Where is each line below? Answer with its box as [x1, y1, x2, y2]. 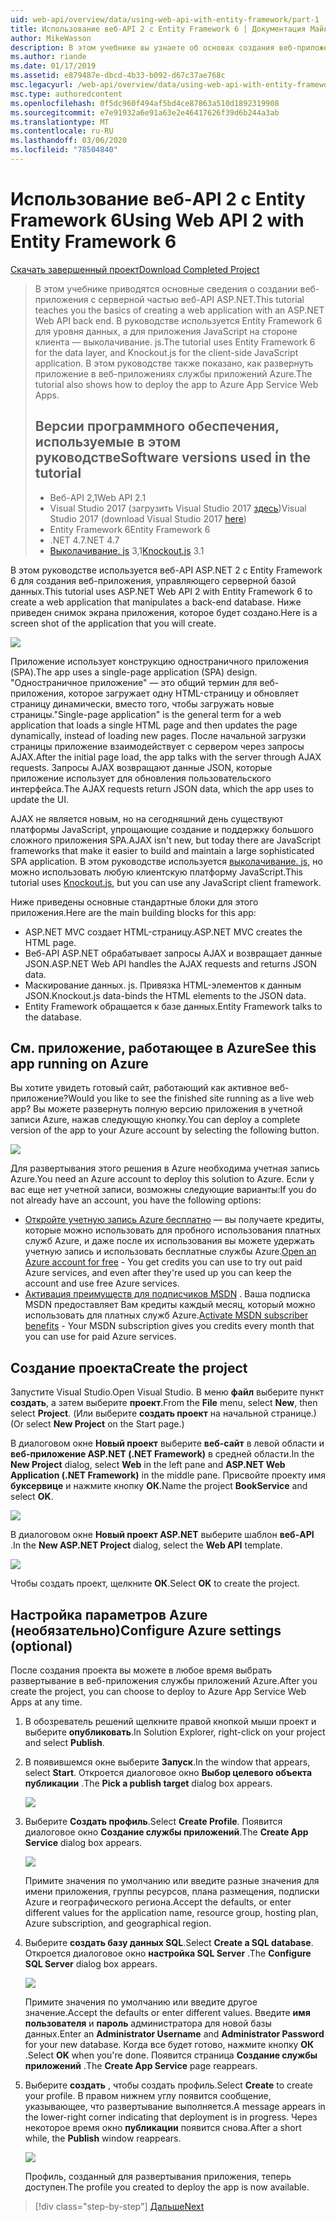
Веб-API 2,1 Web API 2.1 [49, 491, 147, 503]
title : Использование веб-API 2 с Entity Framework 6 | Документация [10, 24, 307, 34]
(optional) [10, 1637, 73, 1655]
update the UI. [10, 793, 69, 805]
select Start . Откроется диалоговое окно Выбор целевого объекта [24, 1767, 313, 1779]
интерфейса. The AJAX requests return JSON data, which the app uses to [10, 782, 315, 795]
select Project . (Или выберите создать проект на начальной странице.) [10, 1407, 317, 1420]
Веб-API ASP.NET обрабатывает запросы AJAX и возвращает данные [24, 947, 323, 959]
